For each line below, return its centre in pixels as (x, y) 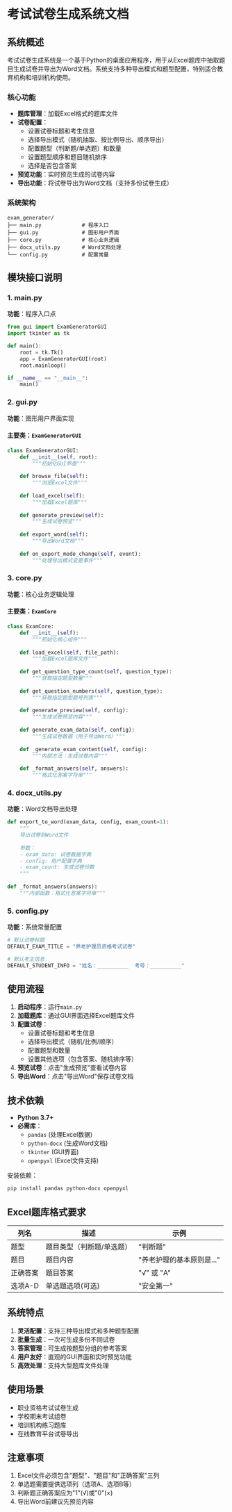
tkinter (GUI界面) (53, 1152)
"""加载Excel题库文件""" (65, 659)
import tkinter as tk (39, 334)
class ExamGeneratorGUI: (43, 450)
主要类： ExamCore (32, 611)
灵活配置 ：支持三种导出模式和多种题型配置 (78, 1331)
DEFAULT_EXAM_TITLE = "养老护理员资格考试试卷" (72, 946)
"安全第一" (156, 1285)
